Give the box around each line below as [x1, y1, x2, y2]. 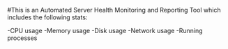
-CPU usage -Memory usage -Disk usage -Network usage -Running [7, 27, 204, 35]
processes [7, 34, 38, 42]
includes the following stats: [7, 13, 88, 21]
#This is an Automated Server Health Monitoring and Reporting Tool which [7, 6, 221, 14]
